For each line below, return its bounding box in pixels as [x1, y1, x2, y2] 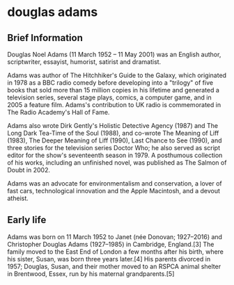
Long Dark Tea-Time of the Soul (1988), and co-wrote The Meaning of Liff [7, 129, 219, 137]
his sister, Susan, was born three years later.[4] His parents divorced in [7, 254, 211, 263]
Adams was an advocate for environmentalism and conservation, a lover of [7, 179, 223, 188]
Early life [7, 214, 47, 226]
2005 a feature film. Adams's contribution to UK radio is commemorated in [7, 101, 221, 108]
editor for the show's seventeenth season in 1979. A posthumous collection [7, 151, 223, 159]
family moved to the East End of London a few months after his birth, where [7, 247, 224, 256]
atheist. [7, 194, 29, 202]
